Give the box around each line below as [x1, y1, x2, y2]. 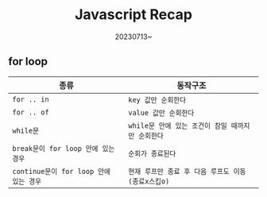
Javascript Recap [74, 6, 193, 24]
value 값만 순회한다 [128, 108, 195, 117]
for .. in [12, 95, 49, 104]
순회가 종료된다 [128, 149, 176, 158]
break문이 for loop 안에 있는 [12, 144, 115, 153]
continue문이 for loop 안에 [12, 167, 111, 176]
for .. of [12, 107, 49, 117]
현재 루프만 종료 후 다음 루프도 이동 [128, 167, 246, 176]
